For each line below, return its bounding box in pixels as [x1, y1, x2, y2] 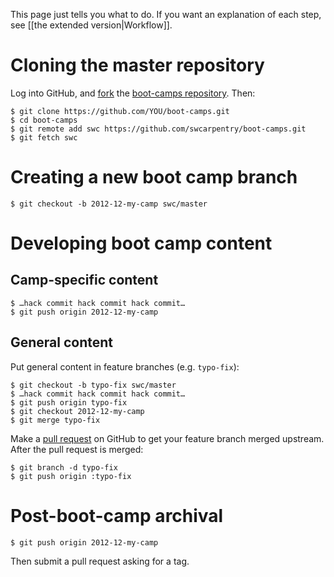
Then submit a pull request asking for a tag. [10, 555, 190, 567]
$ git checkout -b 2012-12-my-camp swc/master [10, 199, 208, 209]
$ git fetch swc [10, 132, 78, 143]
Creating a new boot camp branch [10, 166, 298, 189]
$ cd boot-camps [10, 115, 78, 125]
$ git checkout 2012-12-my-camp [10, 406, 145, 416]
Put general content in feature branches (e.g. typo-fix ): [10, 360, 240, 373]
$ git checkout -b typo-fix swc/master [10, 380, 177, 390]
